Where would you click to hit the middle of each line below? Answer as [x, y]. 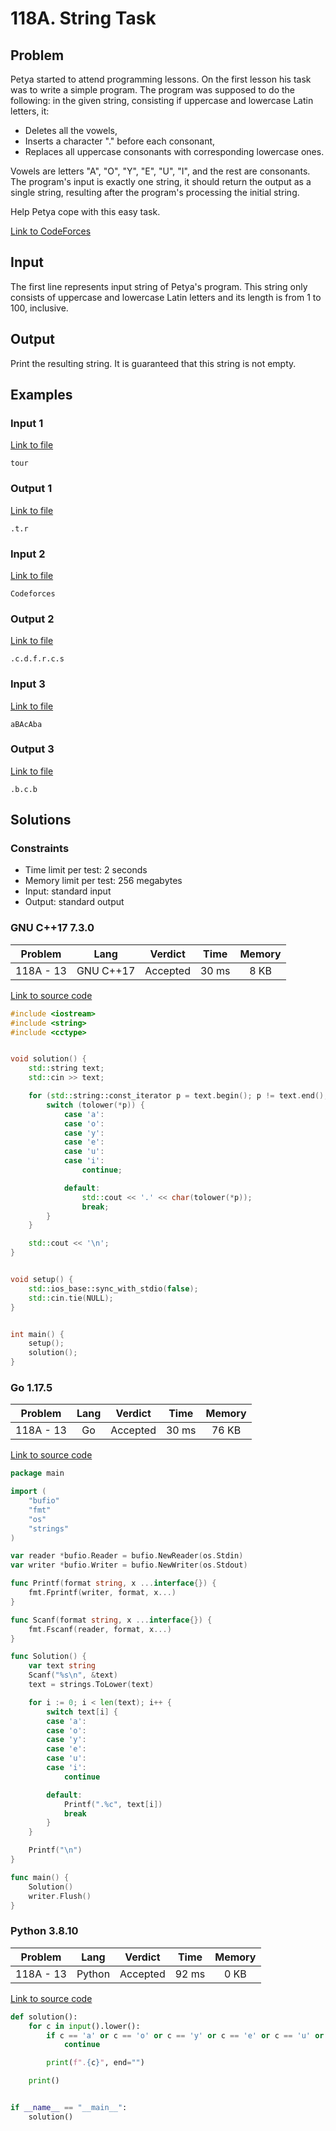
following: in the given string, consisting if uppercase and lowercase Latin [162, 100]
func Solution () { [48, 1657]
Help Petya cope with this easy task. [85, 211]
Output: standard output [74, 902]
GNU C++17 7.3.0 [52, 928]
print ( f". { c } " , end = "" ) [95, 2063]
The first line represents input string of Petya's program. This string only [159, 286]
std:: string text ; [66, 1068]
